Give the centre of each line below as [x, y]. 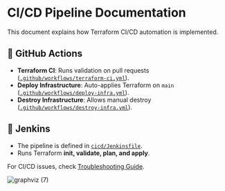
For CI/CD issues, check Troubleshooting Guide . [76, 166]
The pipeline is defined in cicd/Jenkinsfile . [80, 145]
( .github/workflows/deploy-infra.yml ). [73, 92]
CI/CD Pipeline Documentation [97, 13]
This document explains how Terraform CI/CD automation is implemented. [113, 32]
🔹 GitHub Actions [45, 54]
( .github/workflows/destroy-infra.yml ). [75, 107]
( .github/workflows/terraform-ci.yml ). [73, 78]
